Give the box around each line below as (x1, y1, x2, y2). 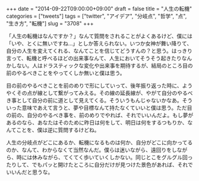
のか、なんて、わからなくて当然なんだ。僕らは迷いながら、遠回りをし (6, 147, 177, 153)
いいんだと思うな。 (6, 169, 53, 176)
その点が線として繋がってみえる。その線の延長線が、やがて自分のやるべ (16, 89, 193, 96)
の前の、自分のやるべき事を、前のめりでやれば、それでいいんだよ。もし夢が (6, 112, 194, 118)
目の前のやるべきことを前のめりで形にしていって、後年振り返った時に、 (6, 82, 182, 89)
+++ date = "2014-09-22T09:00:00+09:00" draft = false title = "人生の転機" (6, 5, 192, 12)
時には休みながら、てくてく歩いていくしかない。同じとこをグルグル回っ (16, 154, 193, 161)
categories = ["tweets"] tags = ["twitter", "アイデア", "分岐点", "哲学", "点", (6, 12, 187, 20)
